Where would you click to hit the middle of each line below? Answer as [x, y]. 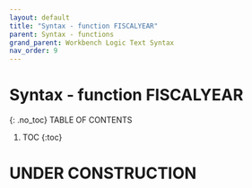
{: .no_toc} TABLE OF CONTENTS [71, 120]
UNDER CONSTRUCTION [103, 173]
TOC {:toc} [42, 137]
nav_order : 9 [34, 51]
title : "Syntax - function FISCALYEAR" [84, 26]
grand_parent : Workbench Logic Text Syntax [92, 43]
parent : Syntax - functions [62, 34]
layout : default [39, 17]
